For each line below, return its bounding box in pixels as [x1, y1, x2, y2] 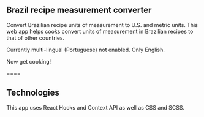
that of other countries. [6, 34, 65, 42]
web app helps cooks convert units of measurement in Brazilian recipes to [6, 28, 194, 35]
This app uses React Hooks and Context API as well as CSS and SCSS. [6, 104, 185, 111]
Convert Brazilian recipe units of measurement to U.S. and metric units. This [6, 21, 198, 28]
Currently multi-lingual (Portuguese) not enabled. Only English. [6, 46, 165, 53]
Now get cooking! [6, 58, 51, 65]
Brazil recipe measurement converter [6, 5, 152, 15]
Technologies [6, 88, 60, 98]
